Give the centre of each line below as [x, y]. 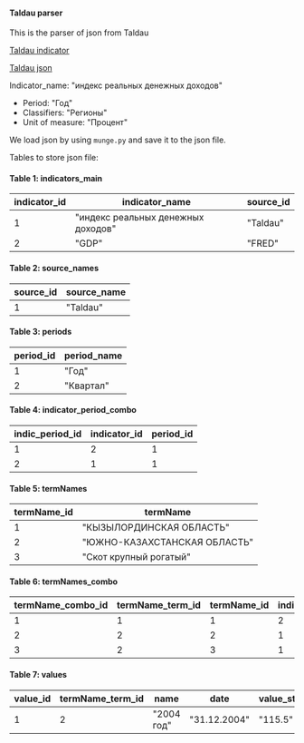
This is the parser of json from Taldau [79, 33]
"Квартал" [87, 386]
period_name [94, 356]
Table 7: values [38, 675]
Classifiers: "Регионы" [65, 112]
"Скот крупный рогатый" [137, 557]
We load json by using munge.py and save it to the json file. [118, 140]
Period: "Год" [47, 103]
